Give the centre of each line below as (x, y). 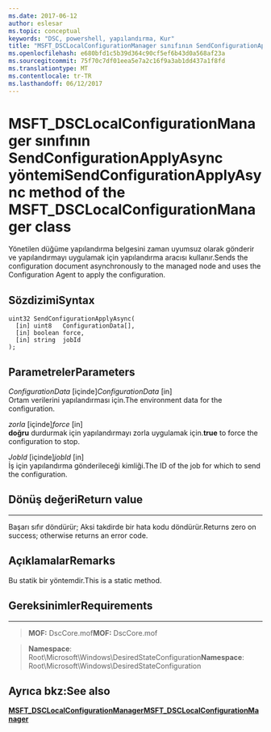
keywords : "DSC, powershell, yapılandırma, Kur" (92, 38)
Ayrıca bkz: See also (59, 691)
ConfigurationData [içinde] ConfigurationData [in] (90, 391)
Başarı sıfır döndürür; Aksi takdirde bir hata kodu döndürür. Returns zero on (132, 527)
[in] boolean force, (50, 333)
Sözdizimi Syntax (52, 300)
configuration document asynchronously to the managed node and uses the (135, 266)
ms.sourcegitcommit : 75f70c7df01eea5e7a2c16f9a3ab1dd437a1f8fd (117, 61)
